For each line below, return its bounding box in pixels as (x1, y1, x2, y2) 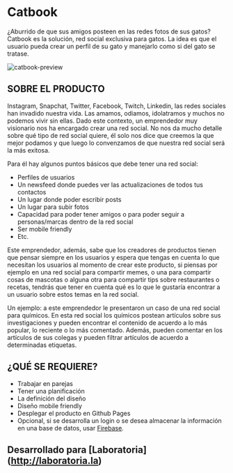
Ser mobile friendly (17, 224, 72, 233)
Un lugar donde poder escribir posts (17, 195, 122, 203)
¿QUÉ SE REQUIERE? (7, 361, 98, 373)
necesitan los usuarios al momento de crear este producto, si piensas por (7, 261, 218, 269)
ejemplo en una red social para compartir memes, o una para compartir (7, 267, 212, 276)
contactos (17, 187, 47, 196)
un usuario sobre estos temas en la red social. (7, 290, 139, 298)
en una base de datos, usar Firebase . (17, 424, 124, 432)
